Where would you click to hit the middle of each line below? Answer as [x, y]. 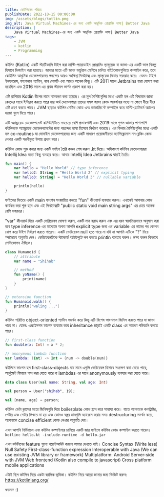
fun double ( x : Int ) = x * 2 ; [35, 345]
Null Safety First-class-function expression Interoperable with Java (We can [81, 450]
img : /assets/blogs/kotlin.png [37, 19]
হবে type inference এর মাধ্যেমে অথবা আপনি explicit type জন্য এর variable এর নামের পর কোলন [82, 226]
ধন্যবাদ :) [12, 490]
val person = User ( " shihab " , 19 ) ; [40, 391]
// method [24, 270]
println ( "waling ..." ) [37, 306]
